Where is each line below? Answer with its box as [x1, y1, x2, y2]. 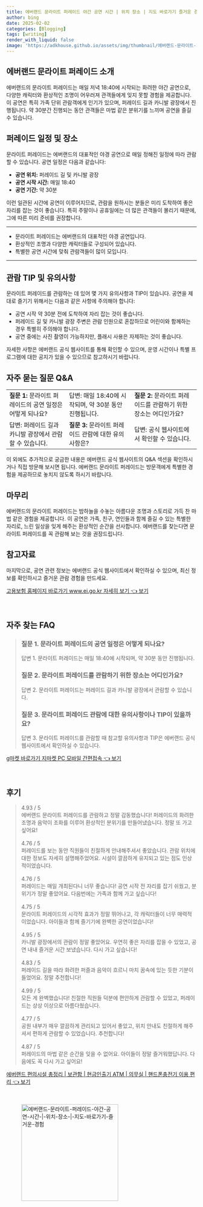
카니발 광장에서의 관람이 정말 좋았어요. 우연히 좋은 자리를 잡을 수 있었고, [21, 938, 190, 945]
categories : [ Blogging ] [6, 25, 66, 32]
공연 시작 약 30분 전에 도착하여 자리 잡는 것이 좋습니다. [14, 310, 144, 317]
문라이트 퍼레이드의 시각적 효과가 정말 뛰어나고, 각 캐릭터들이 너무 [21, 910, 176, 917]
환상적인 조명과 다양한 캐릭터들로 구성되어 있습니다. [14, 240, 137, 247]
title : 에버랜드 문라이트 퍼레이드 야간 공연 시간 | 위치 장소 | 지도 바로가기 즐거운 [6, 8, 192, 15]
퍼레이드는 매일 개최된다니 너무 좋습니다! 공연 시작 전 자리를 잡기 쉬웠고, [21, 882, 190, 890]
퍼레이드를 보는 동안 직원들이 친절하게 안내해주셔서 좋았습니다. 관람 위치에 [21, 847, 196, 854]
